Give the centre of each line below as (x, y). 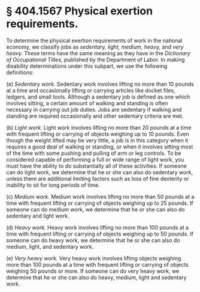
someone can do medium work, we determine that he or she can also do (96, 209)
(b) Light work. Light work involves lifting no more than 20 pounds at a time (99, 127)
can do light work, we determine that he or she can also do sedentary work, (100, 172)
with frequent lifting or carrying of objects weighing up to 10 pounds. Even (98, 134)
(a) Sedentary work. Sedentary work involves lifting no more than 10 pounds (100, 84)
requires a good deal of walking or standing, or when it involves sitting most (100, 147)
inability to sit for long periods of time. (53, 185)
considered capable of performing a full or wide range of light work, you (95, 159)
